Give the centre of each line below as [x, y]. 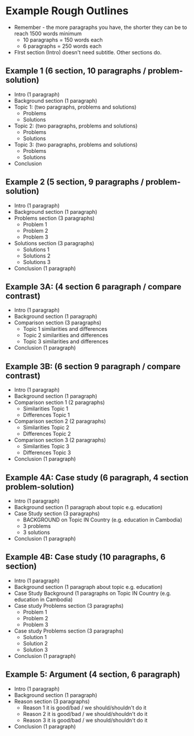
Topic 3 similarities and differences [66, 341]
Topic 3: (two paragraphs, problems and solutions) [76, 144]
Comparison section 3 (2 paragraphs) [60, 440]
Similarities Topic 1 [46, 409]
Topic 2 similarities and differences [66, 336]
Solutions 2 [37, 256]
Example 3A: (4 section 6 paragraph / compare [93, 287]
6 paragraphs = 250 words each [62, 46]
